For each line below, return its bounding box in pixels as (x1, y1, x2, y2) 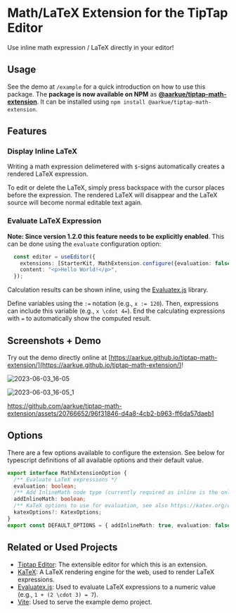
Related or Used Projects (7, 541, 118, 554)
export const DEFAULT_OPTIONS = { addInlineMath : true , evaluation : (7, 521, 212, 529)
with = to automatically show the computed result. (7, 314, 152, 323)
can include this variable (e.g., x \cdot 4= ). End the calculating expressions (7, 306, 225, 315)
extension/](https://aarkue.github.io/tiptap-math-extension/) (7, 361, 182, 369)
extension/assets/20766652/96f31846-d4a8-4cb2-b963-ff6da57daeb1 (7, 409, 214, 418)
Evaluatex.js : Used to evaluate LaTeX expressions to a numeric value (17, 583, 216, 591)
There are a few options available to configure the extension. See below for (7, 448, 225, 457)
